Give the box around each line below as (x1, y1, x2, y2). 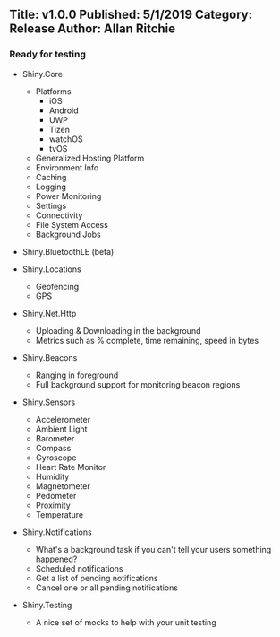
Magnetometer (35, 480, 91, 492)
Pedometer (35, 490, 77, 501)
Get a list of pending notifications (35, 572, 158, 583)
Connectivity (35, 210, 83, 221)
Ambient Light (35, 423, 88, 434)
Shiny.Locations (21, 264, 82, 275)
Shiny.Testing (21, 599, 72, 610)
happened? (35, 554, 78, 564)
